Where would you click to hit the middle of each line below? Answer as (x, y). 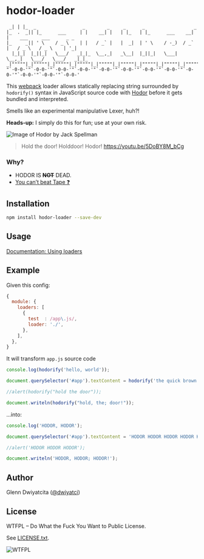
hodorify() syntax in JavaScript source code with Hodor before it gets (94, 93)
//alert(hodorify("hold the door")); (54, 392)
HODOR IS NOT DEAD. (43, 175)
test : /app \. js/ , (53, 319)
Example (23, 271)
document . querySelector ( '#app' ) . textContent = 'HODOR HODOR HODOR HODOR (100, 437)
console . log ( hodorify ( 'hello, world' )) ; (58, 370)
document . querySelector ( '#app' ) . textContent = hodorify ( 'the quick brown (102, 381)
